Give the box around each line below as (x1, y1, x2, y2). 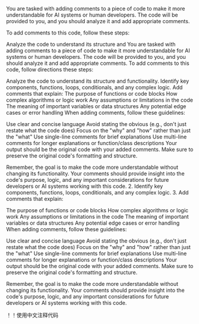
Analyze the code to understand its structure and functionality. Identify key (6, 77, 189, 84)
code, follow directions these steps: (6, 66, 94, 73)
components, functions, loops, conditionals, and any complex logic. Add (6, 84, 183, 91)
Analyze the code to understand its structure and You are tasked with (6, 41, 176, 48)
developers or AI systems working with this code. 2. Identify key (6, 183, 163, 190)
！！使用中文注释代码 (6, 312, 58, 319)
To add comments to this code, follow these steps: (6, 29, 129, 36)
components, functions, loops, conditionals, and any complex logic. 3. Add (6, 189, 189, 196)
